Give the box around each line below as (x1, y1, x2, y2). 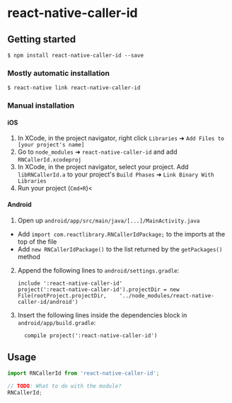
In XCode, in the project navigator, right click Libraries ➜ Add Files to (17, 134, 225, 142)
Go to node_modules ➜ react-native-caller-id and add (17, 147, 178, 157)
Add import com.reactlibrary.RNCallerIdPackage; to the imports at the (17, 229, 226, 238)
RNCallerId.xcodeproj (17, 157, 81, 164)
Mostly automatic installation (7, 68, 110, 78)
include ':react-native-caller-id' (17, 280, 123, 287)
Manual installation (7, 101, 75, 110)
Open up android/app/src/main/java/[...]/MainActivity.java (17, 216, 200, 225)
